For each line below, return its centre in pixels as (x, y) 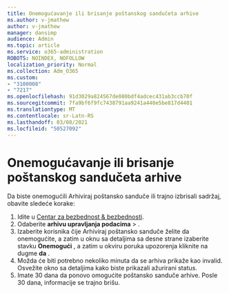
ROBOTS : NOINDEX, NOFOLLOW (46, 58)
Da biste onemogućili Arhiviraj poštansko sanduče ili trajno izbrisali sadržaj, (114, 196)
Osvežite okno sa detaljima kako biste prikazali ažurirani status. (107, 268)
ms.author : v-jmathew (38, 20)
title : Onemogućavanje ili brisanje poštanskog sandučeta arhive (103, 13)
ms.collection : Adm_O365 (43, 71)
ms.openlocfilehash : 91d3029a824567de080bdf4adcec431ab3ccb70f (100, 97)
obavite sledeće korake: (41, 204)
